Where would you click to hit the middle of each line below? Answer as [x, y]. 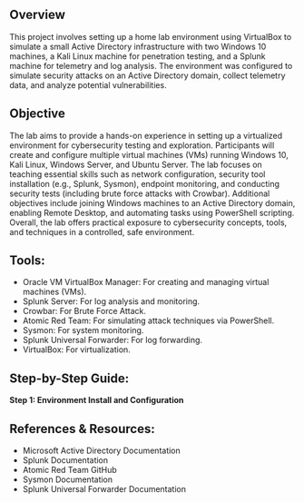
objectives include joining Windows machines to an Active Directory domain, [152, 202]
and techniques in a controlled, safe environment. [102, 231]
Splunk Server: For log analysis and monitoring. [111, 301]
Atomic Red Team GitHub [70, 470]
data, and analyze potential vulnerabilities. [88, 84]
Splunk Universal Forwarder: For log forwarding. [112, 340]
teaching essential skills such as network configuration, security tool [137, 174]
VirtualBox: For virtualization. [77, 349]
